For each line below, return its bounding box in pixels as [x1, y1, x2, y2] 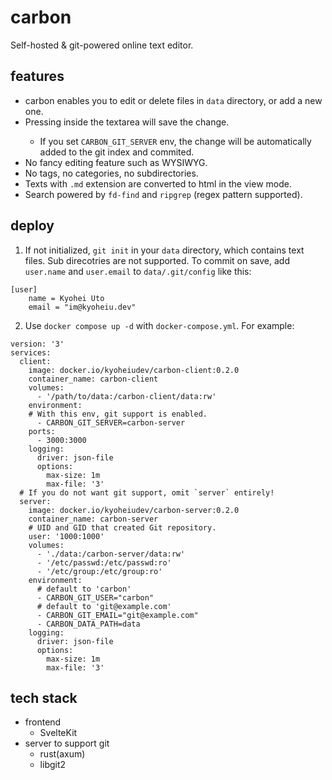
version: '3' [10, 339, 65, 349]
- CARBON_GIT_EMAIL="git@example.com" [36, 610, 199, 620]
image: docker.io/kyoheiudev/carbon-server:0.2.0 [28, 505, 240, 515]
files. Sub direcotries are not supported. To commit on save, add [24, 254, 290, 266]
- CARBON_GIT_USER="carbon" [36, 592, 155, 603]
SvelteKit [39, 727, 78, 739]
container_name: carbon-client [28, 374, 159, 384]
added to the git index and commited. [39, 146, 195, 158]
